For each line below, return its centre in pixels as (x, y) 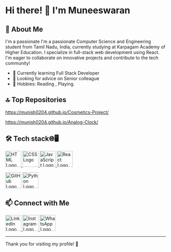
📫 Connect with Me (37, 203)
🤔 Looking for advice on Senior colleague (56, 78)
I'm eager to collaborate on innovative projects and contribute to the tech (82, 58)
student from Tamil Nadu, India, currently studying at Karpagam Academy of (85, 47)
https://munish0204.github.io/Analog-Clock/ (52, 122)
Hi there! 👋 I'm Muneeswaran (68, 10)
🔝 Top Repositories (36, 100)
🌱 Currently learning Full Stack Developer (56, 73)
